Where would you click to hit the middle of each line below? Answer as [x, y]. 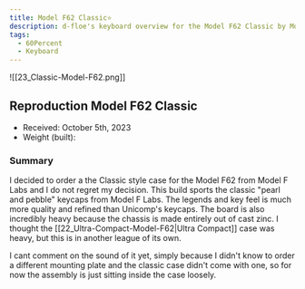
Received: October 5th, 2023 [77, 127]
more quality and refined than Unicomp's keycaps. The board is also [137, 209]
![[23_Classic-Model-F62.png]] [68, 77]
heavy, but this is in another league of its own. [95, 238]
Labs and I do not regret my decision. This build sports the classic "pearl [145, 190]
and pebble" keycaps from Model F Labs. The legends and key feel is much [151, 199]
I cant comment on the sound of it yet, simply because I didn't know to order [152, 255]
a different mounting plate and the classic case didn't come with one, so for [151, 265]
